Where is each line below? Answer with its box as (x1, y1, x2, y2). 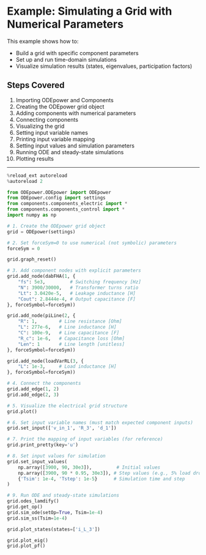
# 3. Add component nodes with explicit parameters (7, 267, 141, 274)
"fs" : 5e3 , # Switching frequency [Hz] (18, 279, 141, 285)
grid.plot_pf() (7, 543, 46, 549)
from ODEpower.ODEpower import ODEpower (7, 189, 112, 195)
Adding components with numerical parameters (15, 109, 136, 117)
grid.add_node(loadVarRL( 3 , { (7, 358, 84, 364)
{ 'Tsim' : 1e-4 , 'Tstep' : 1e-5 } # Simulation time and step (18, 475, 185, 482)
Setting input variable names (15, 129, 88, 136)
